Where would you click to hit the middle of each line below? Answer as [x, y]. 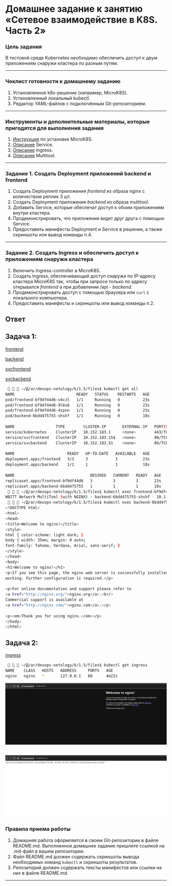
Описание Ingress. [33, 150]
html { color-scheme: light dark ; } [44, 535]
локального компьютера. [40, 297]
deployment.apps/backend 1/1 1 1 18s [78, 465]
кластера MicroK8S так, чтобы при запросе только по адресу [80, 281]
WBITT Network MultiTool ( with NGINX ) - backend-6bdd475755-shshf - [80, 497]
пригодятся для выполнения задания [55, 128]
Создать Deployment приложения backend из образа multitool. [81, 202]
